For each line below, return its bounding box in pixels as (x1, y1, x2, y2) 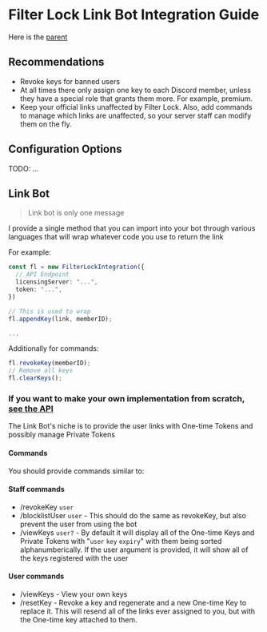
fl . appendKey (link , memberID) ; (8, 315, 113, 323)
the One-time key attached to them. (19, 614, 137, 624)
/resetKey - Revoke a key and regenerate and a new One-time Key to (19, 598, 247, 607)
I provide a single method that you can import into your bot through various (8, 223, 256, 233)
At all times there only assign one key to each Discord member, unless (19, 85, 252, 95)
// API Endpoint (15, 271, 70, 279)
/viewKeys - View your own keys (19, 589, 128, 598)
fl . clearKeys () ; (8, 374, 62, 382)
